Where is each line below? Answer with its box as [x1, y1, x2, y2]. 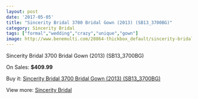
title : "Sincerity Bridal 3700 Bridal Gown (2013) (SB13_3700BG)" [6, 19, 173, 25]
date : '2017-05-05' [6, 14, 54, 20]
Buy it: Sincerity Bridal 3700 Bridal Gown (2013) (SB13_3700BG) [6, 75, 161, 82]
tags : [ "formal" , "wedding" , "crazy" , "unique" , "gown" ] [6, 31, 138, 37]
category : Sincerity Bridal [6, 25, 75, 31]
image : [6, 36, 22, 42]
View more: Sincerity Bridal [6, 87, 72, 93]
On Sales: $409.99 [6, 64, 53, 71]
